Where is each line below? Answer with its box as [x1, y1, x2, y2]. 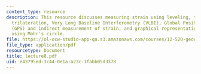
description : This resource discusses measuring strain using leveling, [6, 14, 191, 20]
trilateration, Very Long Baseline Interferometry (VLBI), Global [11, 20, 181, 26]
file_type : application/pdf [6, 42, 77, 48]
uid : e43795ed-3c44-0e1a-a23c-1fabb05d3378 [6, 58, 117, 64]
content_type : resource [6, 8, 66, 15]
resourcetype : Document [6, 48, 66, 54]
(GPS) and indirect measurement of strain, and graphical [11, 25, 160, 32]
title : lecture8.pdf [6, 53, 58, 59]
